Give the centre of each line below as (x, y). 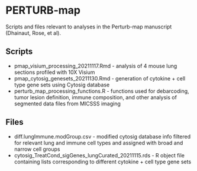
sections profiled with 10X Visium (54, 72)
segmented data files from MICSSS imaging (67, 104)
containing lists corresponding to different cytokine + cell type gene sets (103, 162)
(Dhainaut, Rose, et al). (33, 33)
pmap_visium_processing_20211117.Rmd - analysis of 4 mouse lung (96, 66)
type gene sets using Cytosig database (62, 85)
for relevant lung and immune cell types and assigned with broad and (98, 143)
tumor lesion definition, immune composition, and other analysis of (95, 97)
